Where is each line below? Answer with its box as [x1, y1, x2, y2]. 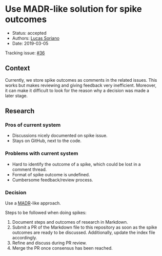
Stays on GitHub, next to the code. [12, 138, 81, 144]
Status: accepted [12, 30, 47, 36]
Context [5, 64, 30, 72]
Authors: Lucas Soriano [12, 35, 60, 41]
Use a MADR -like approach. [5, 200, 61, 206]
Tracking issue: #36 [5, 50, 45, 56]
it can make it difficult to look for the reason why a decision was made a [5, 87, 150, 93]
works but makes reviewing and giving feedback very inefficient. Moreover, [5, 82, 157, 88]
